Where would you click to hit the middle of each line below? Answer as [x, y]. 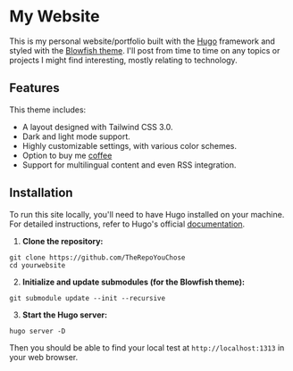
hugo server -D [38, 331]
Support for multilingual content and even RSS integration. [129, 165]
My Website [54, 16]
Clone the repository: [63, 241]
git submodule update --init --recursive [88, 298]
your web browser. [44, 357]
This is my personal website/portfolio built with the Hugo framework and [142, 41]
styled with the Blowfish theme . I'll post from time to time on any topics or [145, 50]
